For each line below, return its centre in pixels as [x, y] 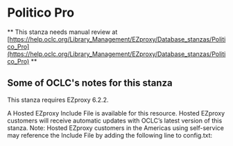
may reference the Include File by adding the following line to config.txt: [110, 135]
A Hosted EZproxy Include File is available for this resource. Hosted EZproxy [116, 113]
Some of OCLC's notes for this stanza [90, 83]
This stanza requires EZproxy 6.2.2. [58, 100]
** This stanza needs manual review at [62, 32]
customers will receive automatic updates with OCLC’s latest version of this [115, 120]
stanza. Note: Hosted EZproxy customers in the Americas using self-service [115, 128]
